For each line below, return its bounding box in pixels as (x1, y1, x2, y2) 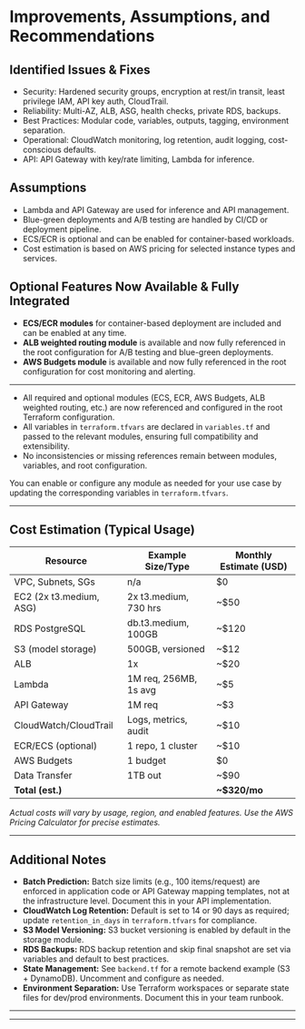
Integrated (9, 293, 70, 309)
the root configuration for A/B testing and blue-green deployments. (22, 346, 274, 357)
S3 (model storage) (14, 643, 97, 656)
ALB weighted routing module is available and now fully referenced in (22, 337, 286, 348)
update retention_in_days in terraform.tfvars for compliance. (22, 915, 258, 926)
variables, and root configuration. (22, 460, 148, 471)
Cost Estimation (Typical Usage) (9, 522, 195, 538)
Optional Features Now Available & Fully (9, 280, 240, 295)
